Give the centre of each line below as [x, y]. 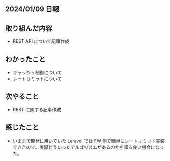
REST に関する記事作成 [37, 109]
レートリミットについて [37, 79]
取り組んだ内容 [29, 28]
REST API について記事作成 [41, 41]
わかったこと [25, 59]
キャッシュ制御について [37, 73]
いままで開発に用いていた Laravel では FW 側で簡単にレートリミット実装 [89, 141]
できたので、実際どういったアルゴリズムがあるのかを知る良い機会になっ [88, 147]
